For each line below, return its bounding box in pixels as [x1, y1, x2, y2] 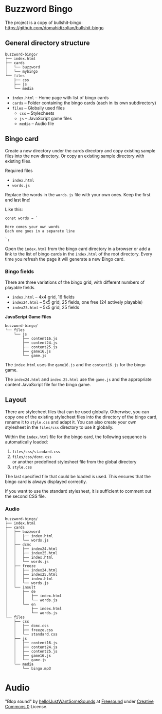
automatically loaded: [5, 439, 48, 445]
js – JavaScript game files [19, 115, 72, 121]
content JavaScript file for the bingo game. [5, 381, 91, 387]
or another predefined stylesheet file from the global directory [12, 459, 137, 464]
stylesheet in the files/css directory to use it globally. [5, 424, 114, 430]
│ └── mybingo [5, 69, 38, 74]
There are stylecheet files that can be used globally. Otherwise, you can [5, 409, 149, 415]
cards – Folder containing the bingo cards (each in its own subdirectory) [12, 100, 157, 105]
